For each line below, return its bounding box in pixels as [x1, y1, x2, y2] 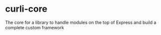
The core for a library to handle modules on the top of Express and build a [5, 19, 157, 25]
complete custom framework [5, 24, 65, 30]
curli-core [5, 3, 48, 15]
